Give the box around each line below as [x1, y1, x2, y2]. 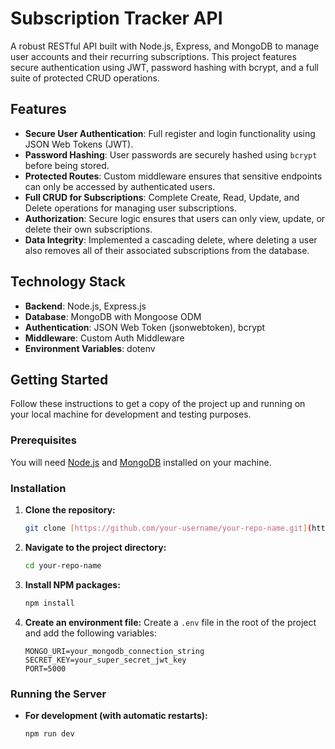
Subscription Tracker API [10, 7, 223, 30]
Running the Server [10, 687, 107, 701]
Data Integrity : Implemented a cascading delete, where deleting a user [24, 233, 318, 246]
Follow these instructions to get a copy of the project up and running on [10, 398, 306, 410]
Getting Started [10, 371, 109, 388]
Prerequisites [10, 433, 77, 447]
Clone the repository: [24, 503, 116, 516]
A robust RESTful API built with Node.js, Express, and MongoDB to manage [10, 40, 320, 52]
